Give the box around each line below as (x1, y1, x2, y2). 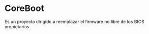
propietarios (4, 23, 30, 29)
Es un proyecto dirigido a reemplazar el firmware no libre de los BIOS (4, 19, 145, 24)
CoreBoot (4, 3, 45, 14)
